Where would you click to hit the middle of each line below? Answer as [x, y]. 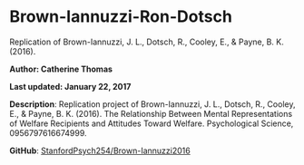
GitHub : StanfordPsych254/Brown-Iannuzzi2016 [100, 150]
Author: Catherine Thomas [61, 69]
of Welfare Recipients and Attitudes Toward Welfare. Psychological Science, [152, 123]
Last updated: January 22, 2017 [70, 86]
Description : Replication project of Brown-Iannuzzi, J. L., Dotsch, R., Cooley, [152, 104]
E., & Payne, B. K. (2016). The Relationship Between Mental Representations [151, 113]
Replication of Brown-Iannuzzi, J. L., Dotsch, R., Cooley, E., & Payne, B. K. [147, 42]
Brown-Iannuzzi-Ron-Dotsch [121, 17]
